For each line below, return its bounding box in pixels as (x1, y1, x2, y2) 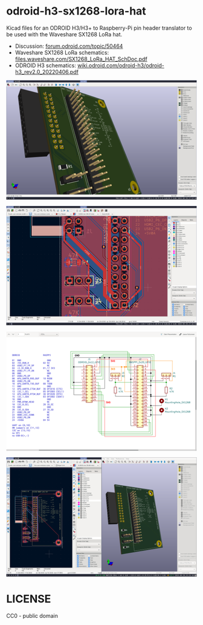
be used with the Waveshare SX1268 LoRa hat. (6, 30, 123, 38)
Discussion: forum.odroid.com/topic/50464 (14, 42, 123, 50)
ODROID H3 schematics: (14, 62, 77, 69)
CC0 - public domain (6, 612, 59, 619)
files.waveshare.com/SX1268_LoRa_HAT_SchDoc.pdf (14, 55, 148, 62)
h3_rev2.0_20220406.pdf (14, 68, 79, 75)
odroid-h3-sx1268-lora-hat (6, 4, 146, 18)
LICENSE (6, 592, 51, 606)
